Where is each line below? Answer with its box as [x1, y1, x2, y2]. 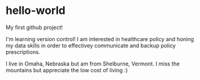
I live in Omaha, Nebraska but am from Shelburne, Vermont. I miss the [5, 60, 180, 67]
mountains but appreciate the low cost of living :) [5, 66, 128, 73]
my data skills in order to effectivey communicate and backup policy [5, 42, 176, 49]
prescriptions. [5, 48, 41, 55]
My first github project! [5, 24, 63, 31]
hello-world [5, 4, 66, 18]
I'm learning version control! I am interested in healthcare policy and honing [5, 35, 195, 42]
